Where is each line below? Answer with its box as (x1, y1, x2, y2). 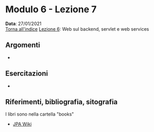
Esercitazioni (5, 69, 48, 78)
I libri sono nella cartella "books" (5, 111, 74, 117)
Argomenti (5, 41, 40, 50)
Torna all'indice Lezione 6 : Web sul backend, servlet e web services (5, 26, 149, 32)
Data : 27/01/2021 (5, 20, 42, 27)
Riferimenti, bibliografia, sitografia (5, 97, 118, 106)
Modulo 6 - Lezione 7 (5, 4, 97, 15)
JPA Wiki (12, 121, 32, 127)
